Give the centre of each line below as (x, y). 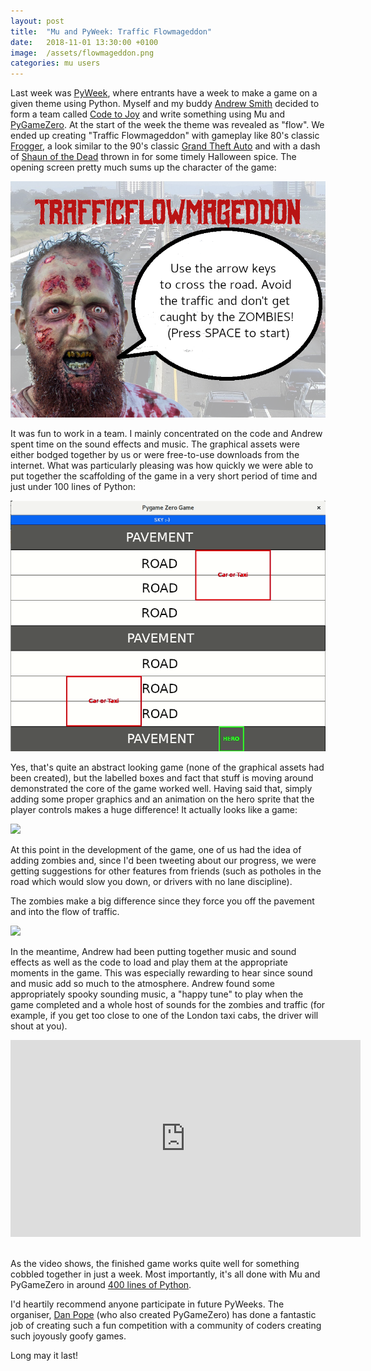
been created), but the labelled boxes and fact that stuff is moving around (162, 777)
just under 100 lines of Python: (73, 487)
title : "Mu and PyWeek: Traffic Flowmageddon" (111, 31)
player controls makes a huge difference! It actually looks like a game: (154, 809)
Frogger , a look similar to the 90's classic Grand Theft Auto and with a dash (165, 146)
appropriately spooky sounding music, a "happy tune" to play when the (157, 994)
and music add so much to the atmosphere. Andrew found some (143, 983)
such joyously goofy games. (68, 1336)
